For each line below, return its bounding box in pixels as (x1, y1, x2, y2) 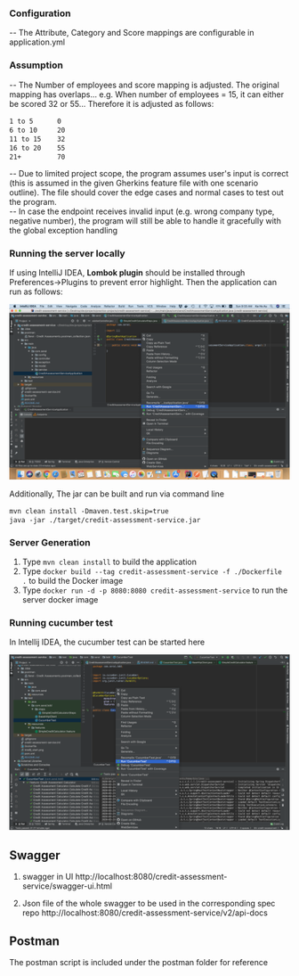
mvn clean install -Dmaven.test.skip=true (9, 506, 169, 515)
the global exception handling (9, 225, 118, 235)
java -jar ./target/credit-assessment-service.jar (9, 515, 201, 524)
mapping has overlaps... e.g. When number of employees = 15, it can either (9, 88, 285, 100)
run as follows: (9, 286, 63, 297)
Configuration (9, 7, 71, 20)
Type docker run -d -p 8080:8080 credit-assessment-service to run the (21, 585, 288, 595)
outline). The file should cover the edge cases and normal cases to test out (9, 186, 285, 198)
